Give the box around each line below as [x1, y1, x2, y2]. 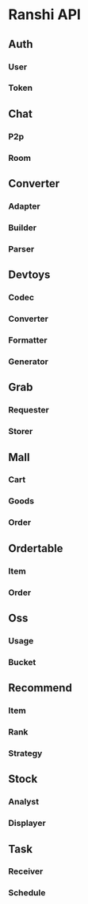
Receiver [8, 866, 44, 877]
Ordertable [8, 542, 63, 555]
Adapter [8, 201, 41, 212]
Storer [8, 426, 33, 437]
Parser [8, 243, 35, 254]
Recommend [8, 681, 73, 695]
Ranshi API [8, 6, 82, 24]
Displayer [8, 818, 46, 829]
